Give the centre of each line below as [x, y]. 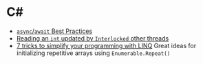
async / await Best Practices [54, 31]
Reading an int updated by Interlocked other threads [93, 38]
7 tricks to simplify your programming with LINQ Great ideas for [106, 45]
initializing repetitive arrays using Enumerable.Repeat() [93, 53]
